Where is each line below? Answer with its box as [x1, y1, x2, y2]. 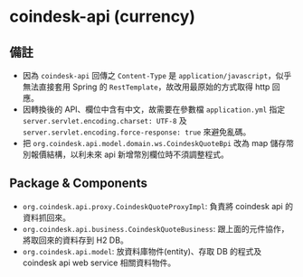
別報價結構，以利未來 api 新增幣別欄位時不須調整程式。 [22, 149, 229, 160]
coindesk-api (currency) [9, 6, 196, 27]
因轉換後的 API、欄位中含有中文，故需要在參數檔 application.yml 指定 [22, 104, 286, 115]
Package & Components [9, 176, 147, 191]
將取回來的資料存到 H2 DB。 [22, 235, 128, 245]
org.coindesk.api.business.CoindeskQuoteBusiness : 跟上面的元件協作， [22, 223, 289, 234]
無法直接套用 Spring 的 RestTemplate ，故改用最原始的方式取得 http [22, 81, 270, 92]
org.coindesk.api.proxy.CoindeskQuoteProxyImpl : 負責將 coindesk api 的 [22, 200, 294, 211]
